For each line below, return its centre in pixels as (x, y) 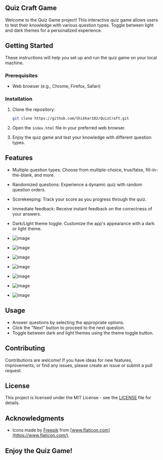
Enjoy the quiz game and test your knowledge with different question (82, 137)
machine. (14, 63)
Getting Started (29, 46)
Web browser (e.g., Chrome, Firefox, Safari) (56, 86)
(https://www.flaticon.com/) (40, 435)
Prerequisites (21, 76)
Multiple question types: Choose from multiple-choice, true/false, (78, 170)
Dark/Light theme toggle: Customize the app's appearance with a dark (83, 223)
